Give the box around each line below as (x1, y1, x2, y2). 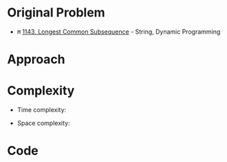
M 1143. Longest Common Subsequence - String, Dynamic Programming (17, 27, 221, 36)
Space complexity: (17, 119, 70, 128)
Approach (7, 51, 65, 67)
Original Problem (7, 5, 105, 21)
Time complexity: (17, 106, 67, 114)
